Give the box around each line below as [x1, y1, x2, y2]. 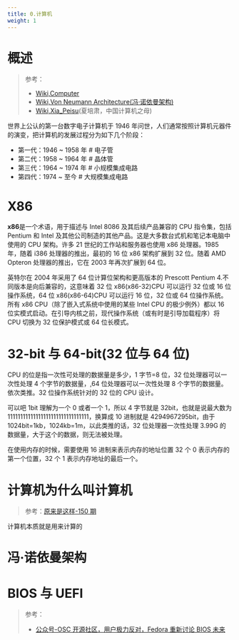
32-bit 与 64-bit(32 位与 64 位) [7, 345, 190, 362]
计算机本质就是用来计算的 [7, 522, 83, 531]
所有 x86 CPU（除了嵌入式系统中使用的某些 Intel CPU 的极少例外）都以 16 [7, 300, 225, 309]
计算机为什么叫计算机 [7, 482, 133, 498]
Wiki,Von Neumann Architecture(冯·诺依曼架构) [35, 98, 174, 106]
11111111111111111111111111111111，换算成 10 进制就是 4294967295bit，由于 [7, 412, 215, 421]
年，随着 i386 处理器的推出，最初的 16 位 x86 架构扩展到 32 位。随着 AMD [7, 249, 226, 258]
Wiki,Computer [35, 89, 80, 98]
